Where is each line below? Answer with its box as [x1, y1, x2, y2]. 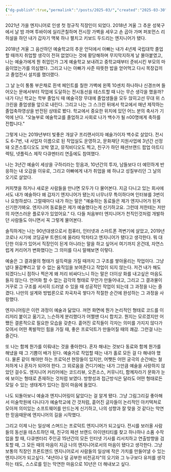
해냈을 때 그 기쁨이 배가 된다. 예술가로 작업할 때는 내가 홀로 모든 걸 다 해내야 [5, 349, 156, 356]
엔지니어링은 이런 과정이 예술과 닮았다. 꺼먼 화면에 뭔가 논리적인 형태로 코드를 [5, 307, 159, 313]
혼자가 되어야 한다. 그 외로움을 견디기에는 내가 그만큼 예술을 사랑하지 [24, 362, 160, 368]
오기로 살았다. [5, 174, 33, 180]
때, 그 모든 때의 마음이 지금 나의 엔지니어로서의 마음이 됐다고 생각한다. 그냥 [14, 441, 163, 447]
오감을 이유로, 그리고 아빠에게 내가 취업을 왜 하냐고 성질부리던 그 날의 [24, 168, 161, 174]
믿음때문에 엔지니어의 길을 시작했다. [10, 412, 81, 418]
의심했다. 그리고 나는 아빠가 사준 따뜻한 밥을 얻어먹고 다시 [31, 65, 145, 71]
